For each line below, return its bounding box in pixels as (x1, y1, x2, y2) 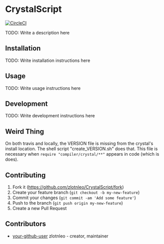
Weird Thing (5, 127, 44, 136)
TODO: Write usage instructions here (5, 85, 81, 91)
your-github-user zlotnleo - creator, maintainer (12, 233, 109, 239)
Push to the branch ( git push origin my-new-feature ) (12, 200, 123, 206)
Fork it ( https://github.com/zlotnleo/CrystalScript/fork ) (12, 184, 124, 190)
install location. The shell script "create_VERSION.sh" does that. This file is (5, 146, 158, 152)
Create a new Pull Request (12, 206, 67, 211)
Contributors (5, 220, 46, 228)
